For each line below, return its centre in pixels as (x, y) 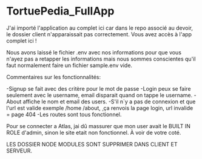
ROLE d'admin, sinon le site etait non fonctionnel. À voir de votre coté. (94, 132)
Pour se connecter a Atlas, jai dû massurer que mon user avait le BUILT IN (99, 126)
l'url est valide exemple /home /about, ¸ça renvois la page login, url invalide (100, 108)
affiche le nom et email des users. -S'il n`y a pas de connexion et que (109, 102)
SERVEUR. (19, 151)
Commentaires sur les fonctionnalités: (54, 77)
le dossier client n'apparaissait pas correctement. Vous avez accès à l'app (99, 34)
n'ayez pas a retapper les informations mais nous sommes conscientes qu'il (101, 59)
